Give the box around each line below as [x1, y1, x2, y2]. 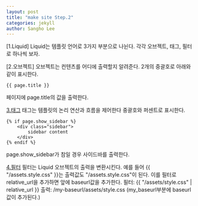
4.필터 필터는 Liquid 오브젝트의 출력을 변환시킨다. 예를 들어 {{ [6, 163, 151, 171]
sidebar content [28, 129, 68, 135]
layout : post [6, 8, 39, 15]
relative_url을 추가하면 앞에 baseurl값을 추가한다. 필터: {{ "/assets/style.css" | [6, 178, 192, 186]
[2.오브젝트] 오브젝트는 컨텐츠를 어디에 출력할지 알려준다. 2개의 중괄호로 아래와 [6, 63, 191, 70]
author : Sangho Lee [6, 25, 55, 32]
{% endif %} [6, 139, 36, 146]
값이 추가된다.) [6, 193, 41, 201]
